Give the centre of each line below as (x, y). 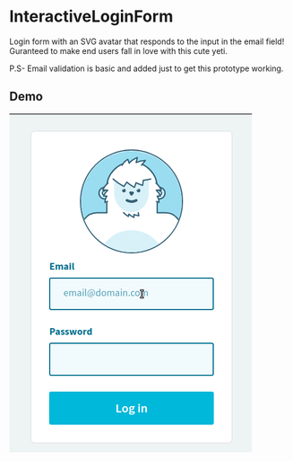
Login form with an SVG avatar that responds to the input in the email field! (147, 41)
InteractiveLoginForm (91, 17)
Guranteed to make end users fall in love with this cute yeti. (119, 50)
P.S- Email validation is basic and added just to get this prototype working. (146, 68)
